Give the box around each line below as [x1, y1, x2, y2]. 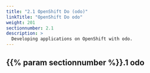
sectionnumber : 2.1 [6, 25, 54, 31]
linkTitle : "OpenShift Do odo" [6, 14, 83, 20]
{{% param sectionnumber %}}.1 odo [6, 58, 145, 68]
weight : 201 [6, 19, 35, 25]
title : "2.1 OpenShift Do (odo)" [6, 8, 88, 15]
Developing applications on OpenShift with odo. [11, 36, 133, 42]
